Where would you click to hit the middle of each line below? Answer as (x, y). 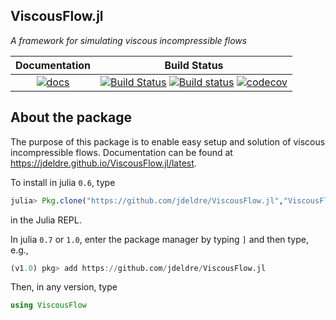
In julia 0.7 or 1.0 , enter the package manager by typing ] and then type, (159, 239)
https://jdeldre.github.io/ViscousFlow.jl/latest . (103, 163)
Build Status (194, 65)
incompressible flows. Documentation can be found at (121, 152)
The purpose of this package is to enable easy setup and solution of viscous (168, 141)
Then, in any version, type (64, 287)
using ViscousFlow (48, 305)
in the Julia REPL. (46, 220)
